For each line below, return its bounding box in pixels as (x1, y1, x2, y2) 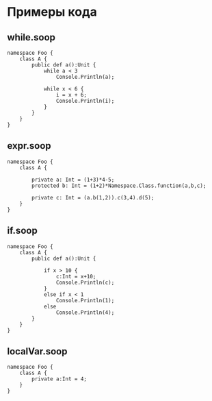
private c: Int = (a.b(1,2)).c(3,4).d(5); (31, 194, 155, 201)
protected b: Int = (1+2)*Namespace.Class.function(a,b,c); (31, 182, 207, 189)
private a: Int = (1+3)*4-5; (31, 176, 115, 183)
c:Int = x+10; (55, 273, 96, 280)
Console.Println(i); (55, 97, 115, 104)
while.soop (7, 32, 56, 43)
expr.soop (7, 140, 51, 151)
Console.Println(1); (55, 297, 115, 304)
